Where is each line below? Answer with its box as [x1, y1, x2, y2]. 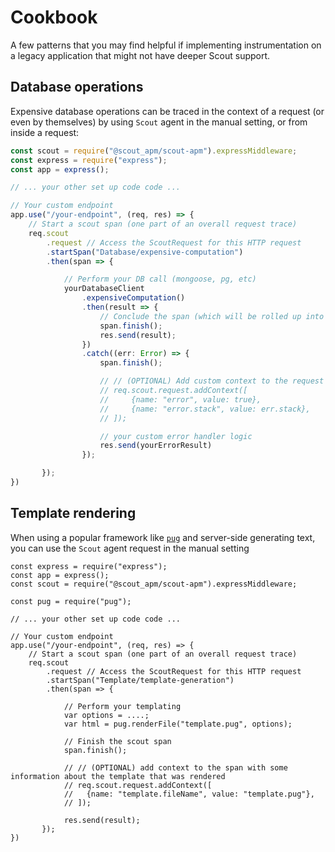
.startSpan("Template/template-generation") [46, 675, 235, 685]
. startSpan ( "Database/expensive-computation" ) [46, 247, 244, 257]
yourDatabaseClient [63, 284, 145, 294]
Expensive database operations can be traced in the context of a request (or [10, 105, 325, 117]
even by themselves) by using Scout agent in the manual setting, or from [10, 116, 308, 128]
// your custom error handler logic [99, 431, 253, 441]
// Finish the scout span [63, 736, 172, 746]
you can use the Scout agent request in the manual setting [10, 542, 250, 554]
